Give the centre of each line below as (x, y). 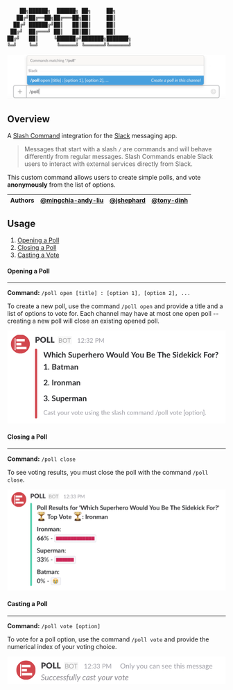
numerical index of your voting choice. (62, 646)
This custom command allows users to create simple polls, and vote (104, 178)
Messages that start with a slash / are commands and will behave (118, 149)
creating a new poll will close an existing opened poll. (83, 321)
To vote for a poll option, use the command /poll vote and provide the (108, 639)
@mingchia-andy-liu (72, 200)
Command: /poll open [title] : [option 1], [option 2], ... (99, 293)
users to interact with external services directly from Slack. (108, 164)
